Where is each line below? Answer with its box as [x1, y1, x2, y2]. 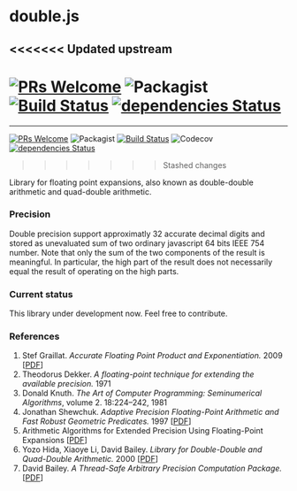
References [9, 330, 60, 342]
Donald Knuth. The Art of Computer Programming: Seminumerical [21, 387, 263, 399]
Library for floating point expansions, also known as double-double [9, 177, 254, 188]
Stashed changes [163, 159, 227, 170]
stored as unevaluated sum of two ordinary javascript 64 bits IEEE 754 [9, 237, 265, 249]
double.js [9, 6, 80, 27]
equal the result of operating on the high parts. [9, 265, 179, 276]
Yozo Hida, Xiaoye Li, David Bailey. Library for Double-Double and [21, 444, 263, 455]
